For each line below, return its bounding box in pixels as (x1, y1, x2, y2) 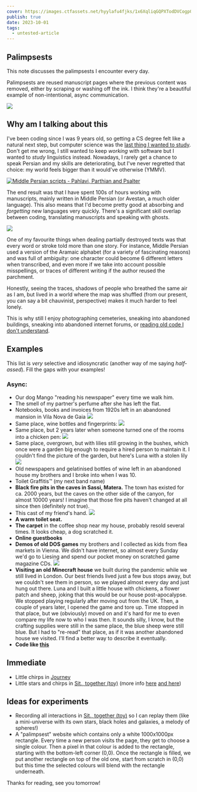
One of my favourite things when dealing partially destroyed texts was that (6, 235, 186, 243)
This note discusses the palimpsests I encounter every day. (6, 67, 150, 74)
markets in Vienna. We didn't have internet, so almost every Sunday (15, 547, 179, 554)
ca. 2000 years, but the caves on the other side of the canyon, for (15, 490, 174, 497)
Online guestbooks (15, 534, 63, 541)
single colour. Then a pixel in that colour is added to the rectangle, (15, 743, 175, 750)
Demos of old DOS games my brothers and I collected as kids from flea (15, 540, 188, 548)
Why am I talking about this (6, 120, 108, 129)
